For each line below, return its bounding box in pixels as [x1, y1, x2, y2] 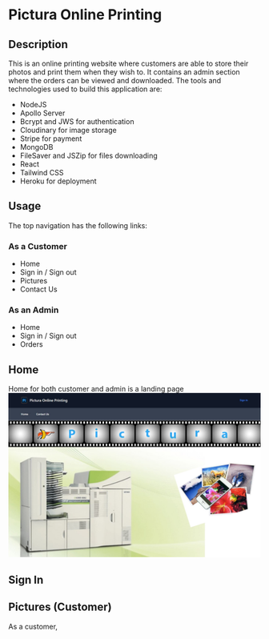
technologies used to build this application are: [8, 84, 163, 94]
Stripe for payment [19, 134, 82, 143]
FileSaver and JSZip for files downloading [19, 151, 158, 160]
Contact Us [19, 284, 58, 294]
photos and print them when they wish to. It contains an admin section [8, 67, 240, 77]
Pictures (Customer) [8, 601, 112, 614]
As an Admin [8, 304, 59, 315]
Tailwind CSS [19, 168, 64, 177]
